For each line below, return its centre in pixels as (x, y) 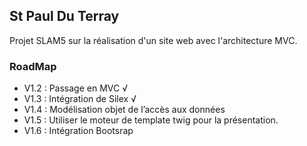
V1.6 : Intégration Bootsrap (78, 131)
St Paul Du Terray (64, 16)
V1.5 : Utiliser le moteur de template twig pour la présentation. (151, 120)
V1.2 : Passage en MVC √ (75, 88)
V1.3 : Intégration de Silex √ (80, 99)
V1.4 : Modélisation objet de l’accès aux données (124, 110)
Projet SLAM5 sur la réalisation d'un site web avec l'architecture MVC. (153, 40)
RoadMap (33, 66)
